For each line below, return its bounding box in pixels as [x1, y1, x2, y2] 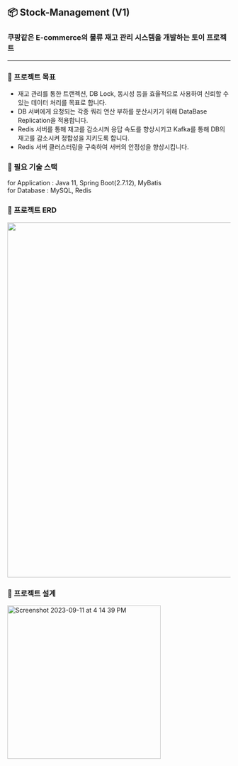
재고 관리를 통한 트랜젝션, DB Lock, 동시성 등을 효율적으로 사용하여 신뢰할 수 [17, 89, 229, 98]
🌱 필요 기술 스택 [7, 162, 58, 172]
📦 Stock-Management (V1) [7, 6, 130, 18]
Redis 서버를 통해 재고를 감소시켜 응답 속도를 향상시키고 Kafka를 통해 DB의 [17, 124, 225, 133]
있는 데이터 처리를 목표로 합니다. [17, 98, 107, 106]
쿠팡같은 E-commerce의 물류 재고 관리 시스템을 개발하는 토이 [7, 33, 205, 43]
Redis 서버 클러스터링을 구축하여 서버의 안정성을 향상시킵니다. [17, 142, 189, 151]
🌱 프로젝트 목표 [7, 72, 56, 82]
